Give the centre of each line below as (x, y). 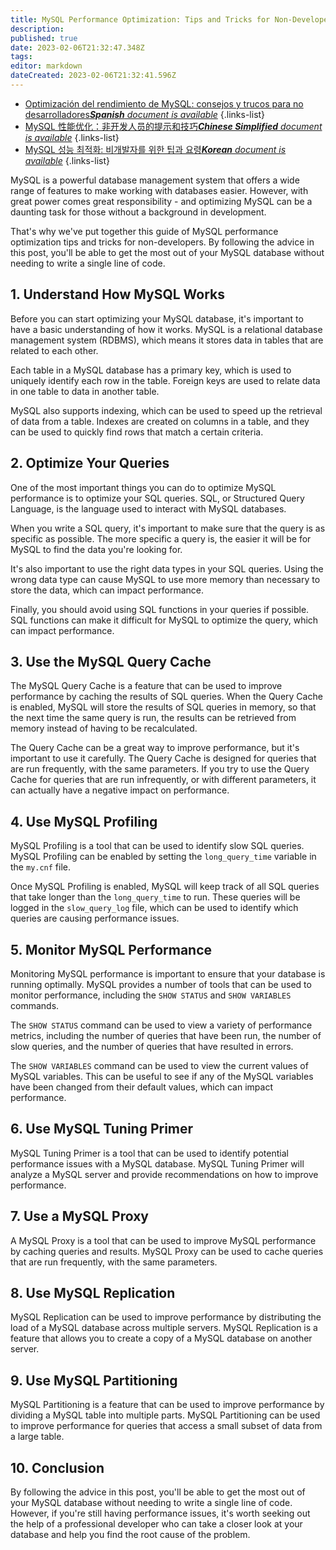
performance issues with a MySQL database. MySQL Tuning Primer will (157, 1163)
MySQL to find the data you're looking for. (96, 549)
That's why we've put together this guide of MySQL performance (144, 231)
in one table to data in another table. (85, 391)
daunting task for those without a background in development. (138, 212)
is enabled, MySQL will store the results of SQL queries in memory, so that (163, 707)
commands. (35, 1005)
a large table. (37, 1437)
